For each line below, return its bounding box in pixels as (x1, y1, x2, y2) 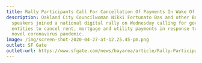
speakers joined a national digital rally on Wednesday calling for (11, 20, 187, 26)
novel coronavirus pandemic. (11, 31, 85, 37)
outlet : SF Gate (6, 43, 47, 49)
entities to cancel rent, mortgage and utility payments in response (11, 25, 189, 32)
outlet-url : (6, 48, 36, 54)
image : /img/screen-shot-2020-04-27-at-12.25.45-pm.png (6, 37, 149, 43)
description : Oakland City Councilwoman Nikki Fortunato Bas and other (6, 14, 189, 20)
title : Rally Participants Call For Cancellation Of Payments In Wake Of (6, 8, 195, 15)
